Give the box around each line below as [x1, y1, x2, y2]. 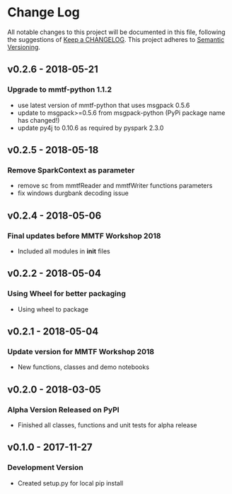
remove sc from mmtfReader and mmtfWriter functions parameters [17, 182, 213, 190]
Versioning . [7, 43, 41, 51]
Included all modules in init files [17, 247, 111, 256]
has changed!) [17, 116, 60, 124]
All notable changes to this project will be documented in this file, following [7, 28, 226, 36]
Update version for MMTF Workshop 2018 [7, 347, 154, 356]
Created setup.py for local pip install [17, 478, 124, 487]
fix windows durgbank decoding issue [17, 189, 129, 197]
